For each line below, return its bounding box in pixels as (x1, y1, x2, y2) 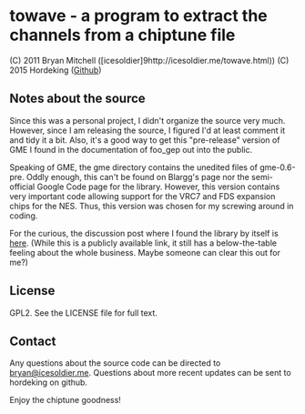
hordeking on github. (9, 377, 88, 388)
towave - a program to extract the (9, 5, 269, 26)
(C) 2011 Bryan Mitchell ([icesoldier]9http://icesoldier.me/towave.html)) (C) (9, 55, 290, 66)
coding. (9, 210, 38, 221)
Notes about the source (9, 91, 146, 106)
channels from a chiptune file (9, 25, 236, 45)
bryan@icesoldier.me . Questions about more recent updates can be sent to (9, 368, 291, 379)
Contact (9, 333, 56, 348)
